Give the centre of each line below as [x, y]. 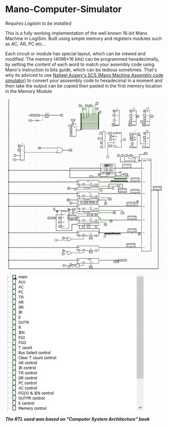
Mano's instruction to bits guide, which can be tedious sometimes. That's [81, 70]
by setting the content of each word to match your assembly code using [80, 64]
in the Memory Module [29, 91]
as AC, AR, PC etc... [26, 43]
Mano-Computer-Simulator [64, 9]
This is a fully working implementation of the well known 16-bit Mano [76, 33]
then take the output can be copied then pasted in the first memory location [84, 86]
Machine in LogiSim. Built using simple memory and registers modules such [84, 38]
